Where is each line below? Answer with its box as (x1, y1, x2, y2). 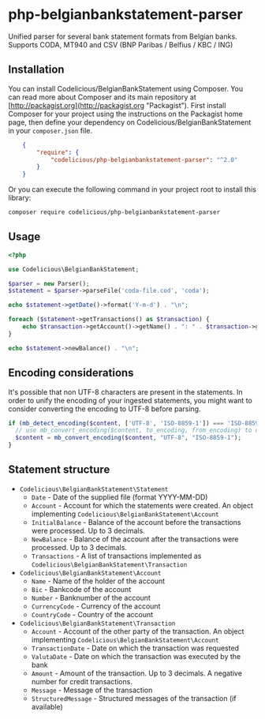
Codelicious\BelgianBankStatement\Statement (19, 485, 169, 493)
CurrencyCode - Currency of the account (31, 601, 161, 611)
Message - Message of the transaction (31, 685, 153, 695)
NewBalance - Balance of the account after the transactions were (31, 534, 239, 544)
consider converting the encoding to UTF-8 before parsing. (8, 404, 201, 414)
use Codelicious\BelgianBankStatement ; (8, 265, 140, 273)
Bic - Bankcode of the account (31, 584, 132, 594)
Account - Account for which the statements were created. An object (31, 500, 254, 510)
